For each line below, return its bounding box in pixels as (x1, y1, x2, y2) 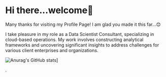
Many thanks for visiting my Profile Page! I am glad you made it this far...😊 (5, 21, 161, 27)
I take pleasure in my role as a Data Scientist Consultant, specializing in (5, 31, 154, 37)
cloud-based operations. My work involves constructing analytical (5, 36, 144, 43)
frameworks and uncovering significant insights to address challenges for (5, 42, 159, 48)
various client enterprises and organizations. (5, 47, 98, 53)
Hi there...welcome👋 (5, 5, 93, 16)
